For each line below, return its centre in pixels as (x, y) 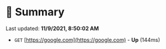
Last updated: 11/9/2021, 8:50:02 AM (52, 28)
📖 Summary (35, 12)
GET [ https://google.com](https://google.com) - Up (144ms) (87, 40)
